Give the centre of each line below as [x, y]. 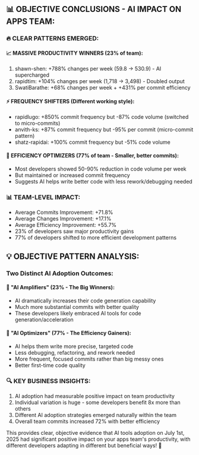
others [23, 409]
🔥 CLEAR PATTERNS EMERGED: [53, 39]
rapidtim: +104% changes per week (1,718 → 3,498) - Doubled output [100, 81]
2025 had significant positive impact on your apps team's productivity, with [99, 439]
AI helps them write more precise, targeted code [74, 346]
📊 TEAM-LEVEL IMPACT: [43, 197]
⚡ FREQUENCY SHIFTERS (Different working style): [70, 102]
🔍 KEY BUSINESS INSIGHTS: [48, 381]
